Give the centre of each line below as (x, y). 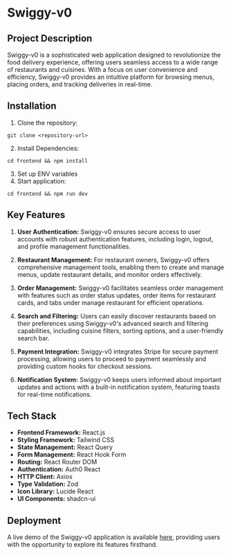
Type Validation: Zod (48, 484)
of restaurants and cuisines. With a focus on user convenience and (103, 70)
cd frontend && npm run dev (48, 194)
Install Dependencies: (48, 148)
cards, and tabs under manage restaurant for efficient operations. (110, 302)
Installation (32, 106)
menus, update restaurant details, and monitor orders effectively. (110, 274)
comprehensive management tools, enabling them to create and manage (121, 267)
